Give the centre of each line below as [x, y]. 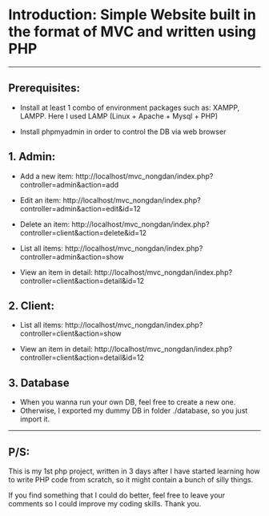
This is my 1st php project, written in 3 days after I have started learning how [134, 471]
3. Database [39, 383]
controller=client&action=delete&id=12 [83, 232]
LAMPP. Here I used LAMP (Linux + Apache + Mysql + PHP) [119, 116]
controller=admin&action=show [72, 256]
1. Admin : [32, 157]
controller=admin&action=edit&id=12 [80, 208]
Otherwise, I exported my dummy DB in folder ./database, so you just [134, 411]
